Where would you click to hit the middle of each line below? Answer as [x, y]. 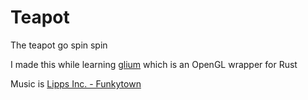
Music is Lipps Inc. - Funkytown [76, 83]
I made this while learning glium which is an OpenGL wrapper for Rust [154, 64]
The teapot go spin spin [59, 45]
